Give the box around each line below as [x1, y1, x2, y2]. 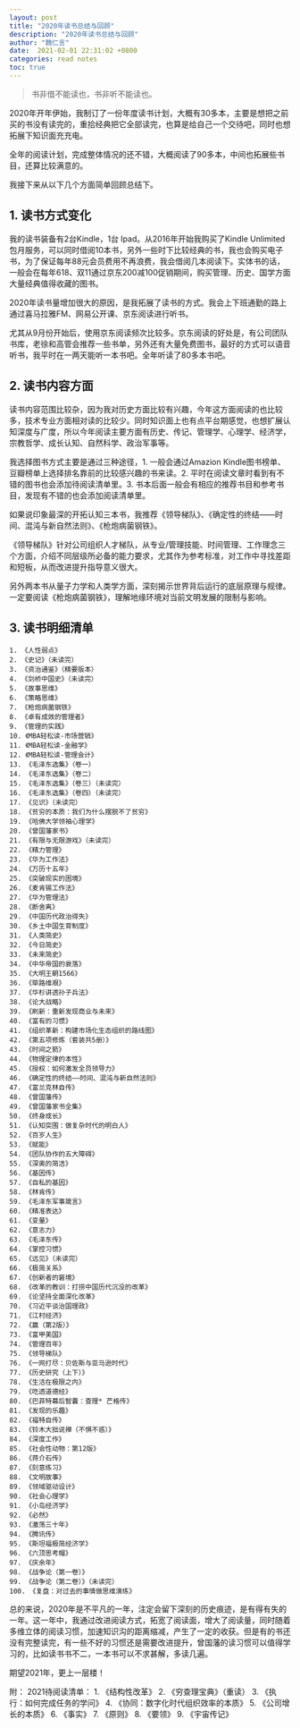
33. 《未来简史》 [9, 950, 65, 960]
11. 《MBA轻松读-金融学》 [9, 741, 91, 750]
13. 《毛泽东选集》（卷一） [9, 760, 96, 769]
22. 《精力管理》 [9, 846, 65, 855]
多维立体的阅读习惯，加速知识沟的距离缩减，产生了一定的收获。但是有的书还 [9, 1626, 291, 1637]
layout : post [9, 13, 58, 22]
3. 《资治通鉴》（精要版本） [9, 665, 98, 674]
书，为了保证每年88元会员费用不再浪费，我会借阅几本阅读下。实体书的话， [9, 256, 286, 267]
